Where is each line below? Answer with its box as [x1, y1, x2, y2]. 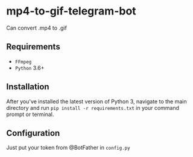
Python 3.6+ [14, 64, 45, 71]
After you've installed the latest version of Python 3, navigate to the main [6, 98, 187, 105]
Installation [6, 82, 49, 92]
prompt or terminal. [6, 111, 54, 118]
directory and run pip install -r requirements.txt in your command [6, 104, 180, 111]
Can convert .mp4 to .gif [6, 24, 68, 31]
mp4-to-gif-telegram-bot [6, 4, 137, 18]
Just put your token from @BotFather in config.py [6, 144, 131, 152]
